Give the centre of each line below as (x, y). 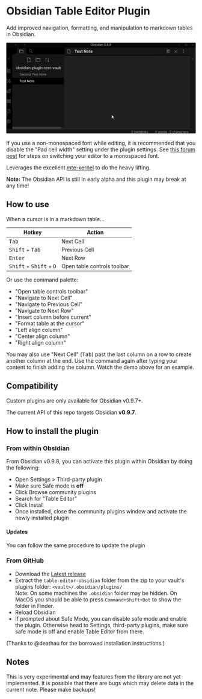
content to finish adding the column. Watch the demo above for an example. (100, 367)
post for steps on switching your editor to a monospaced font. (83, 156)
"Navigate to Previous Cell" (49, 304)
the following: (23, 468)
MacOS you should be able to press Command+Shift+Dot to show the (98, 599)
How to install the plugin (53, 431)
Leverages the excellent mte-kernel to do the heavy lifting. (78, 168)
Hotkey (32, 233)
